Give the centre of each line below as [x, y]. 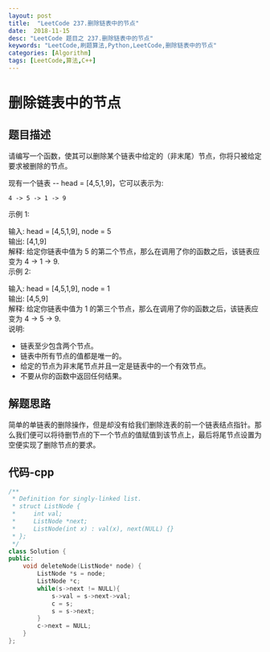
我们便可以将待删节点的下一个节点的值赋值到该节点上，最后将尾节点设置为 [138, 434]
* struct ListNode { [46, 506]
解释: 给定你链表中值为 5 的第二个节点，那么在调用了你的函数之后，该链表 [131, 251]
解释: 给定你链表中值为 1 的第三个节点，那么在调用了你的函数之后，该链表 [130, 308]
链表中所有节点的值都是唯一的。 [73, 355]
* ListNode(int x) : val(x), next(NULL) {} [93, 529]
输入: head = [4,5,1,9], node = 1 [59, 288]
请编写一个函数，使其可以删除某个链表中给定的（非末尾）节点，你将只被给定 [135, 156]
